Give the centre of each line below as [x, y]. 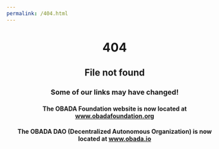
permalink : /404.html [37, 13]
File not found [115, 73]
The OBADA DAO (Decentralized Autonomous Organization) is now [115, 132]
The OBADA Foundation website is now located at [115, 108]
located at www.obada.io [115, 139]
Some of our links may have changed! [115, 92]
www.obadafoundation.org [115, 116]
